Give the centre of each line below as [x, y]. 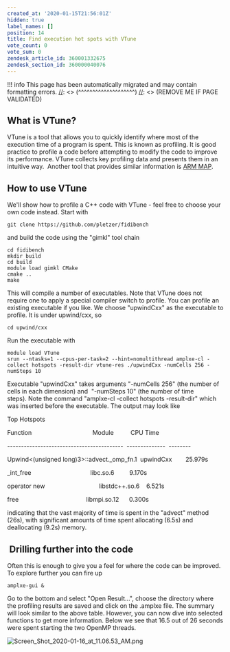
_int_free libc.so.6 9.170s [77, 473]
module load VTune [33, 353]
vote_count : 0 [27, 45]
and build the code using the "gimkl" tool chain [73, 238]
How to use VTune [47, 188]
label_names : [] [30, 26]
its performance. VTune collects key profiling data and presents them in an [113, 159]
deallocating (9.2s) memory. [47, 527]
